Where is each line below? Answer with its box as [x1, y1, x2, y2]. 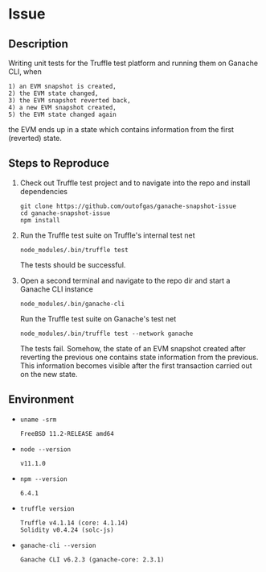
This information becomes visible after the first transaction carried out [19, 360, 252, 371]
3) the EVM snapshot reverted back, [8, 97, 131, 105]
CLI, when [8, 67, 43, 77]
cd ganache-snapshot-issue [19, 209, 111, 218]
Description [8, 37, 68, 51]
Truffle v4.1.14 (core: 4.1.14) [19, 519, 129, 527]
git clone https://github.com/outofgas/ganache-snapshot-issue [19, 202, 237, 210]
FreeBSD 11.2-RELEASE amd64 [19, 429, 114, 437]
